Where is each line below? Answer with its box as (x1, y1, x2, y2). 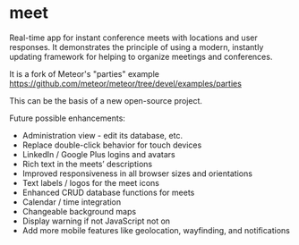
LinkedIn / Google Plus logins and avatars (21, 148, 176, 159)
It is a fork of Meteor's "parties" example (9, 68, 159, 79)
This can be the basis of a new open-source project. (9, 95, 203, 106)
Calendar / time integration (21, 196, 122, 207)
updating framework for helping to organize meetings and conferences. (9, 51, 273, 62)
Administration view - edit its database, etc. (21, 130, 184, 140)
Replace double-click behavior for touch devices (21, 139, 202, 150)
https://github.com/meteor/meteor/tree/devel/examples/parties (9, 78, 242, 89)
